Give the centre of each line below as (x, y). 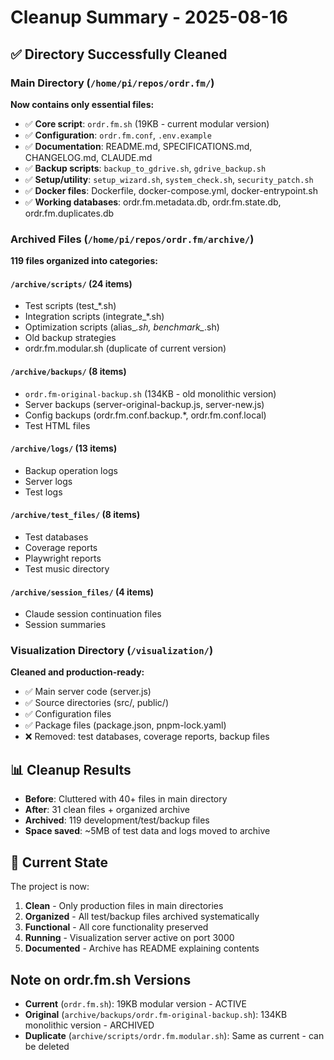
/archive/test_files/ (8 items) (75, 515)
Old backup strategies (70, 338)
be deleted (47, 1046)
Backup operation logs (71, 470)
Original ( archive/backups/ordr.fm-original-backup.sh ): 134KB (156, 1014)
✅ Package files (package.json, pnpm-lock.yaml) (125, 725)
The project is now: (50, 887)
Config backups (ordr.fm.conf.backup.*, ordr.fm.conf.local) (145, 415)
